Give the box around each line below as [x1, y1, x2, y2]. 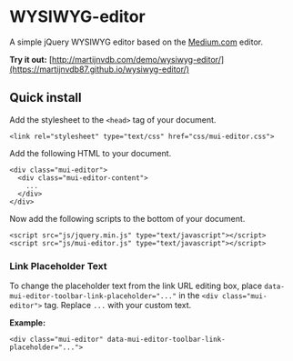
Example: [9, 317, 46, 328]
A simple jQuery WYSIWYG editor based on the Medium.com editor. [9, 36, 264, 47]
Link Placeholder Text [9, 259, 107, 272]
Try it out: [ [9, 54, 53, 65]
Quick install [9, 90, 82, 105]
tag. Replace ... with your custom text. [44, 300, 192, 311]
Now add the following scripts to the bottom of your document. [9, 213, 246, 224]
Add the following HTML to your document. [9, 147, 172, 158]
